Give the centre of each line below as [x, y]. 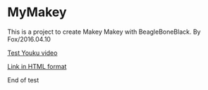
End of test [23, 80]
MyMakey [37, 12]
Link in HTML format [37, 66]
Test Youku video [32, 53]
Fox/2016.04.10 [29, 39]
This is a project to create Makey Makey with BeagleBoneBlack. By [104, 32]
